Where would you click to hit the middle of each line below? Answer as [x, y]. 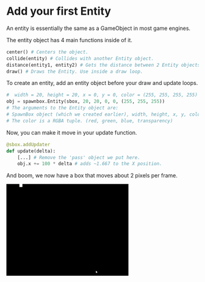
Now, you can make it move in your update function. [72, 132]
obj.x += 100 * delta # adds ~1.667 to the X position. [90, 164]
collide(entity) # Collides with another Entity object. [80, 58]
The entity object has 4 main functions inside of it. [70, 40]
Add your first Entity [59, 11]
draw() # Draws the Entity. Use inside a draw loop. [75, 72]
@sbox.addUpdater [28, 144]
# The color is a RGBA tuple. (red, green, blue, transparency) [90, 121]
